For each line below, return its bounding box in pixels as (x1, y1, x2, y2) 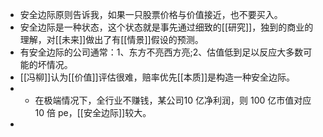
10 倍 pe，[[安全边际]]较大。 (34, 107, 152, 118)
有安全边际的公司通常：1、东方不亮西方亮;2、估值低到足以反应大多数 (19, 46, 304, 58)
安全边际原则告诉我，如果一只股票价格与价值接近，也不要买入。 (19, 9, 283, 20)
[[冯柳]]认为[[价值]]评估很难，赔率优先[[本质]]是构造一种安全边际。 (19, 71, 296, 83)
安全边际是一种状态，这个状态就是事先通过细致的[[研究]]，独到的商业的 (19, 21, 314, 33)
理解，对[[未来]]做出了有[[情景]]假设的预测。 (19, 34, 204, 45)
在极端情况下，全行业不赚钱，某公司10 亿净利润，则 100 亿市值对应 (34, 94, 312, 106)
